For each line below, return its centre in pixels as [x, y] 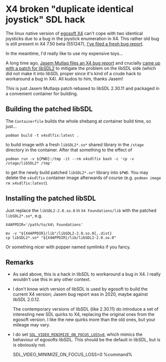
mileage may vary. [31, 325]
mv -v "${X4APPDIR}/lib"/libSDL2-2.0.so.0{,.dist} [59, 233]
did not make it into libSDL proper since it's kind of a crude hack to [73, 73]
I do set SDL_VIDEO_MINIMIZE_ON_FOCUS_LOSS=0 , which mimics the [78, 334]
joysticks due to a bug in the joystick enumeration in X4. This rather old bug [83, 39]
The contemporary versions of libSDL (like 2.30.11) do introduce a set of [85, 309]
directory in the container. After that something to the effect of [69, 150]
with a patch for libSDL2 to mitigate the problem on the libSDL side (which [81, 68]
